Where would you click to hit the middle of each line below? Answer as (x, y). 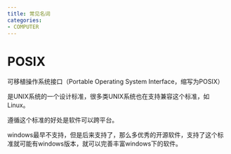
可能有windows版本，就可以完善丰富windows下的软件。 (101, 143)
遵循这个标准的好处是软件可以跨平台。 (62, 120)
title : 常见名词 (29, 14)
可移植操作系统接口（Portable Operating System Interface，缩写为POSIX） (115, 82)
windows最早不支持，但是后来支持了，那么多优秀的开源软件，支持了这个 (112, 135)
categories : (25, 20)
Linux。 (18, 105)
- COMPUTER (23, 27)
